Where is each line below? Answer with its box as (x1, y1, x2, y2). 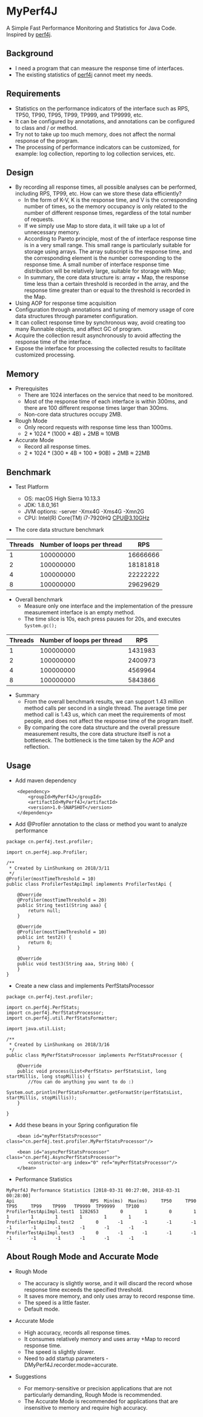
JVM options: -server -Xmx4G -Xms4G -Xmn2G (24, 508, 144, 515)
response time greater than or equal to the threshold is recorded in (24, 287, 191, 294)
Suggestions (15, 1373, 47, 1380)
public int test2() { (17, 934, 72, 940)
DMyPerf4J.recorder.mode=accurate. (24, 1361, 118, 1368)
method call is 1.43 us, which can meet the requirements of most (24, 711, 186, 718)
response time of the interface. (15, 338, 93, 345)
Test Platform (15, 483, 49, 490)
